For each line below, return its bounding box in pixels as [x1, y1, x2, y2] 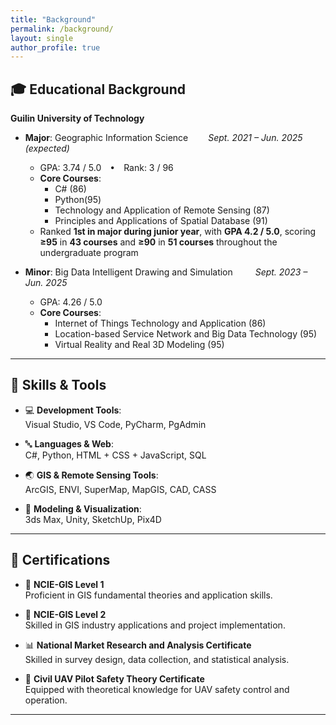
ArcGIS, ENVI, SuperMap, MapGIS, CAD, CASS [24, 483, 217, 495]
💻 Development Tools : [24, 404, 122, 416]
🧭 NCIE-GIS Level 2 [24, 608, 107, 620]
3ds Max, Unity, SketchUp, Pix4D [24, 513, 162, 525]
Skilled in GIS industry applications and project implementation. [24, 619, 286, 631]
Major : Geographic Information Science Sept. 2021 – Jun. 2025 [24, 132, 303, 144]
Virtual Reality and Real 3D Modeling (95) [54, 339, 225, 351]
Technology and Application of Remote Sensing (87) [54, 204, 270, 216]
